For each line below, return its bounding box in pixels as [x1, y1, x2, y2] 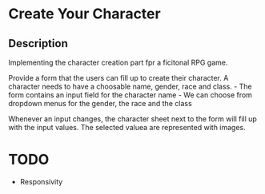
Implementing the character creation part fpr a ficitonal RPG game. [8, 57, 228, 67]
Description [8, 37, 68, 50]
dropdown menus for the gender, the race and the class [8, 99, 192, 108]
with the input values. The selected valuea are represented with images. [8, 123, 246, 132]
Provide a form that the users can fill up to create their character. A [8, 73, 229, 82]
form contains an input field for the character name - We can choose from [8, 90, 252, 100]
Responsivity [19, 176, 63, 186]
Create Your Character [8, 5, 162, 23]
